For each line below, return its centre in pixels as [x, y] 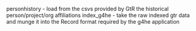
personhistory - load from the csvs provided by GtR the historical [87, 9]
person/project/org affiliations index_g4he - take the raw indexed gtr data [98, 15]
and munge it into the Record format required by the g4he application [93, 22]
